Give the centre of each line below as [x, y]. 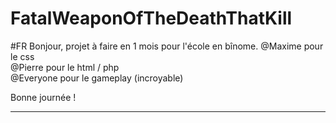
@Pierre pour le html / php [65, 67]
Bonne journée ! [43, 97]
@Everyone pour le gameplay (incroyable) [97, 78]
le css [22, 56]
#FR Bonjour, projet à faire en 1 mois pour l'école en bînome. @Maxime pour [167, 46]
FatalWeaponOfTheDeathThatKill [151, 18]
